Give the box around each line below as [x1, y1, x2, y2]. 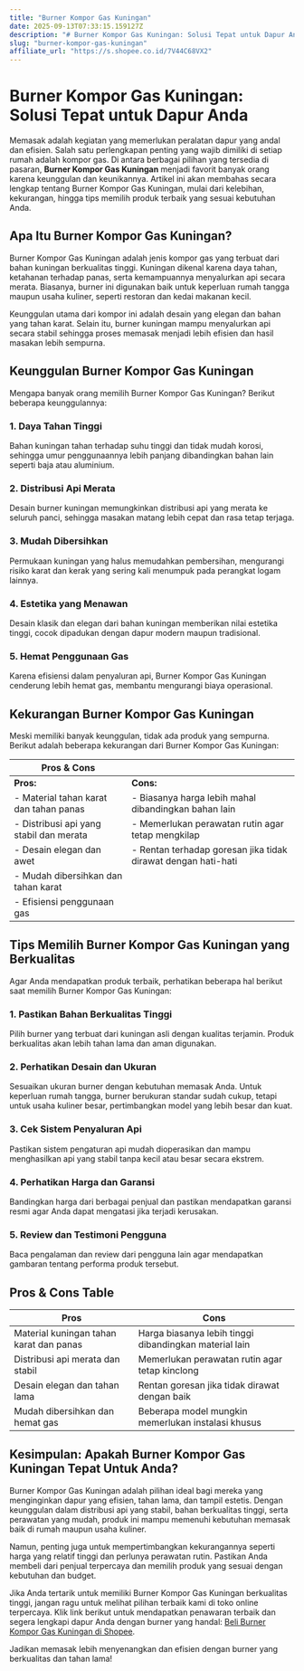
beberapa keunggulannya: [9, 397, 107, 408]
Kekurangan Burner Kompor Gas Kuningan [9, 707, 255, 722]
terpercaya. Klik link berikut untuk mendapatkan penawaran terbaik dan [9, 1607, 276, 1618]
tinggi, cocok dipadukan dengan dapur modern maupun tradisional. [9, 627, 261, 638]
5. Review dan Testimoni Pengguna [9, 1228, 167, 1240]
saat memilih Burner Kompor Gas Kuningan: [9, 985, 172, 996]
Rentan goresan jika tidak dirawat [138, 1379, 280, 1391]
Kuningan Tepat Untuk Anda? [9, 1461, 179, 1476]
